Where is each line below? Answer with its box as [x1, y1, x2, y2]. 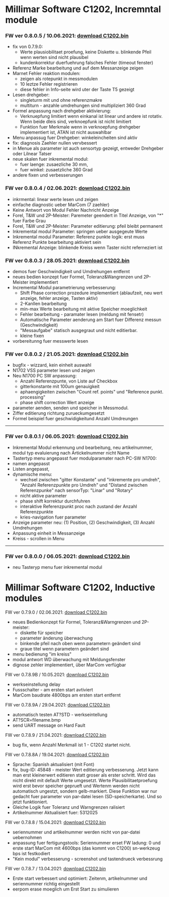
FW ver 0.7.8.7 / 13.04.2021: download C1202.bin [5, 865, 106, 871]
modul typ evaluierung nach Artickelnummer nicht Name [12, 450, 130, 456]
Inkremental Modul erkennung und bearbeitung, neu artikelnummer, [12, 444, 153, 451]
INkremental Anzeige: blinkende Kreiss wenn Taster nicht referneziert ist [12, 244, 162, 250]
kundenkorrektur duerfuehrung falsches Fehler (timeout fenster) [20, 59, 153, 66]
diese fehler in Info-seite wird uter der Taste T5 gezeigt [20, 87, 135, 93]
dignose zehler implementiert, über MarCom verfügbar [12, 662, 126, 668]
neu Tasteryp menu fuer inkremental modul [12, 564, 102, 570]
